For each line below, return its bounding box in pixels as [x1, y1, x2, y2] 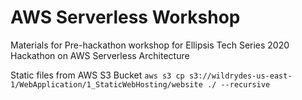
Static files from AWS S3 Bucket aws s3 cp [10, 69, 185, 81]
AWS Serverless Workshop [10, 6, 241, 29]
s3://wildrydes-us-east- [188, 71, 293, 81]
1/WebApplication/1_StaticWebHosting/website [10, 79, 203, 90]
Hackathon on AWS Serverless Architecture [10, 49, 190, 61]
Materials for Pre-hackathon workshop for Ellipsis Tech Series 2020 [10, 39, 290, 51]
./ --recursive [206, 79, 271, 90]
